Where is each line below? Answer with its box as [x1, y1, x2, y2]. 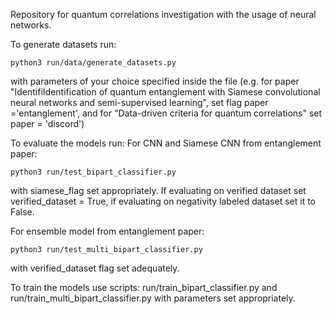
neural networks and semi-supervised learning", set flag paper [10, 97, 269, 108]
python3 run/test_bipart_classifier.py [10, 167, 177, 177]
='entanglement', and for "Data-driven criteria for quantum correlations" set [10, 107, 323, 119]
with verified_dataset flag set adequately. [10, 262, 180, 274]
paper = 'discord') [10, 118, 85, 129]
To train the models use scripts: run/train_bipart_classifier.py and [10, 282, 278, 293]
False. [10, 206, 35, 218]
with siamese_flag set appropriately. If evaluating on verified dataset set [10, 185, 307, 196]
